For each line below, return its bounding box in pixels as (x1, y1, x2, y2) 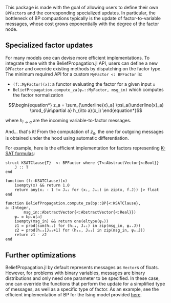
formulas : (15, 150, 35, 157)
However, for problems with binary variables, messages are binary (5, 270, 145, 276)
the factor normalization (12, 92, 63, 98)
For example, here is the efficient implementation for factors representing (5, 145, 160, 151)
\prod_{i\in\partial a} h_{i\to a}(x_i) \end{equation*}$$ (30, 107, 142, 113)
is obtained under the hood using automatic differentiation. (5, 135, 129, 141)
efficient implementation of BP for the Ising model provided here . (5, 292, 142, 298)
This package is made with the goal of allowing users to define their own (5, 5, 159, 10)
